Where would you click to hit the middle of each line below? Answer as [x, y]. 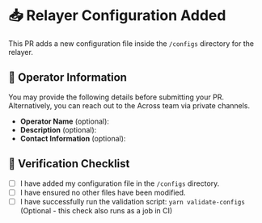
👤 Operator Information [68, 78]
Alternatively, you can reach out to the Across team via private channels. [129, 105]
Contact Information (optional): [73, 138]
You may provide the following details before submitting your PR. [116, 97]
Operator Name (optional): [64, 121]
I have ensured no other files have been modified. [103, 192]
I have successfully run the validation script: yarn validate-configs [132, 201]
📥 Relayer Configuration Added [117, 16]
